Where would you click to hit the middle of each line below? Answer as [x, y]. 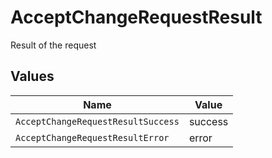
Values [32, 76]
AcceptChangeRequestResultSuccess [97, 121]
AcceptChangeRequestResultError [92, 137]
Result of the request [53, 45]
